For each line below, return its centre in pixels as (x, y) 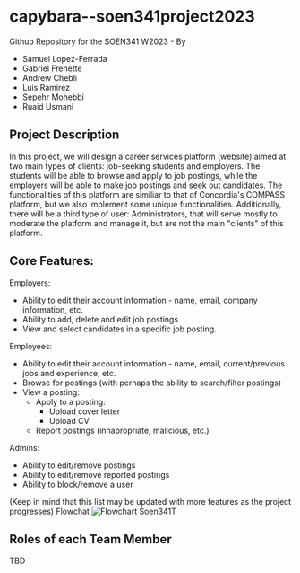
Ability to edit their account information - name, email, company (140, 300)
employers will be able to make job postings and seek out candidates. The (146, 185)
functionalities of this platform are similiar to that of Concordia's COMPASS (147, 194)
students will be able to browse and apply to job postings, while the (133, 175)
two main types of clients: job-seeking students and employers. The (135, 166)
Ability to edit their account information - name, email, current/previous (153, 363)
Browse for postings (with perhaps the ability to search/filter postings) (152, 383)
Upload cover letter (85, 411)
